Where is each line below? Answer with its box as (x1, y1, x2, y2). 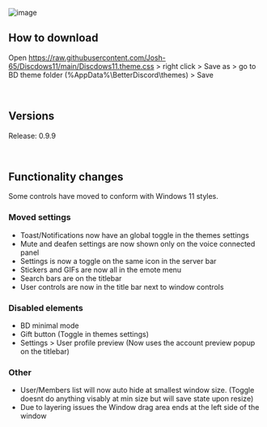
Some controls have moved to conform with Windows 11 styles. (8, 192, 218, 201)
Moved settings (8, 212, 71, 223)
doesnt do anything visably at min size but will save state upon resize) (19, 394, 254, 403)
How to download (8, 31, 99, 45)
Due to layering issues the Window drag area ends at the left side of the (19, 403, 260, 412)
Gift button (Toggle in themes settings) (19, 330, 150, 339)
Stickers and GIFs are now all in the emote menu (19, 265, 182, 274)
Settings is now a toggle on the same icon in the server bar (19, 256, 217, 265)
